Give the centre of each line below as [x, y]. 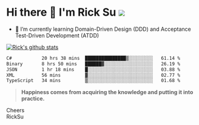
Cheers [15, 111]
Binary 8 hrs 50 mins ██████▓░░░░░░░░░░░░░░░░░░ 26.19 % [93, 64]
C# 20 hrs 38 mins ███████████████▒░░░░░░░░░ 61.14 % [93, 58]
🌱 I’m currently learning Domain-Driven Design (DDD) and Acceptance [103, 29]
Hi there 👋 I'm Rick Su [61, 12]
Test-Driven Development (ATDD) [57, 35]
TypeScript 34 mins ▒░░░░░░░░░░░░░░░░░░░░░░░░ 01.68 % [93, 81]
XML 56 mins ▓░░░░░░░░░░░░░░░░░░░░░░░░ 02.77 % [93, 75]
